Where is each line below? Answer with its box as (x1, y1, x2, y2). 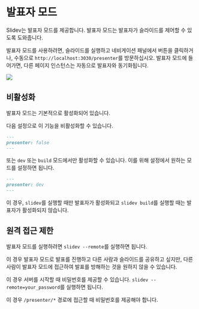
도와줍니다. (17, 34, 44, 41)
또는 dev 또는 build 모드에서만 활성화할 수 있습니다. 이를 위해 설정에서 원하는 (6, 157, 186, 164)
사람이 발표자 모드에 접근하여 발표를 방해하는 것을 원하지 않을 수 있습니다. (6, 263, 177, 270)
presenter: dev (6, 182, 44, 188)
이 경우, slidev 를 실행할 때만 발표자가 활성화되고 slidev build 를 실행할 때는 (6, 199, 186, 206)
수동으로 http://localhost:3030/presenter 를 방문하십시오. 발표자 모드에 (14, 54, 187, 61)
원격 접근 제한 (6, 226, 54, 236)
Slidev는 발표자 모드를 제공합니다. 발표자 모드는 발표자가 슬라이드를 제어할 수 (6, 26, 186, 34)
